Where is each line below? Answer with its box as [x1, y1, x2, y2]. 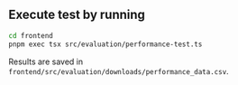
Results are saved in [8, 56, 83, 67]
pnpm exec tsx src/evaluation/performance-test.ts [8, 40, 203, 49]
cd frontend [8, 31, 53, 40]
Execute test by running [8, 7, 146, 23]
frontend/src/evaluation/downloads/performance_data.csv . [8, 65, 229, 76]
